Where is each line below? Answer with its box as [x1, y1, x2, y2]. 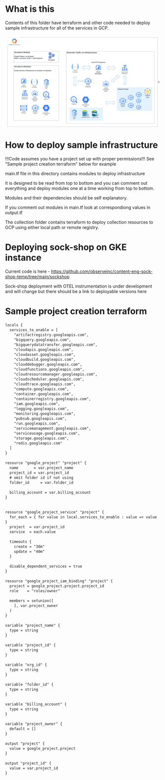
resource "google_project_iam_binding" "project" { [5, 579, 113, 584]
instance [5, 252, 42, 263]
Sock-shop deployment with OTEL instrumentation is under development [5, 283, 152, 289]
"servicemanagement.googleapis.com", [14, 426, 91, 431]
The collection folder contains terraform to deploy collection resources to [5, 219, 154, 225]
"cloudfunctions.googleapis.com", [14, 367, 84, 372]
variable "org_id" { [5, 662, 48, 667]
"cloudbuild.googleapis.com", [14, 357, 76, 362]
